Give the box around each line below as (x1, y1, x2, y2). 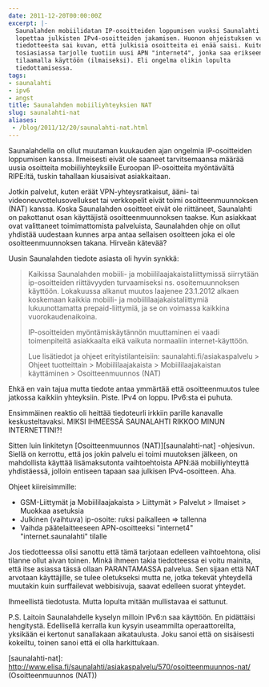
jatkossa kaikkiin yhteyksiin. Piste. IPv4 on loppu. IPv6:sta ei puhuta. (8, 392, 234, 402)
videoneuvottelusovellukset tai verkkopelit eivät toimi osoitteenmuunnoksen (8, 195, 259, 205)
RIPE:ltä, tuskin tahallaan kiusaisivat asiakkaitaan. (8, 171, 171, 181)
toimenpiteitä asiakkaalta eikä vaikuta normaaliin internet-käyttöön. (27, 335, 250, 345)
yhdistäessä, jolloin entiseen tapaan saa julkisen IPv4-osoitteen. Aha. (8, 466, 236, 476)
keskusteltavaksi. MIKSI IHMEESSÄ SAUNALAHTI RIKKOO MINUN (8, 417, 226, 426)
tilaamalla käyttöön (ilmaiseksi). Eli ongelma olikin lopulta (15, 57, 231, 65)
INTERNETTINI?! (8, 425, 62, 434)
